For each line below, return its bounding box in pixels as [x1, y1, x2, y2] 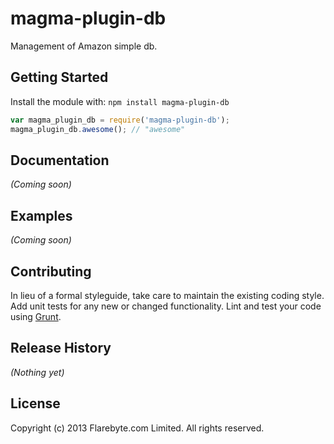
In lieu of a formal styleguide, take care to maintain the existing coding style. [10, 289, 325, 301]
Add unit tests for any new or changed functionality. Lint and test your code [10, 300, 322, 312]
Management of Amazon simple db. [10, 40, 158, 52]
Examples [10, 207, 73, 224]
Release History [10, 340, 112, 357]
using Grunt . [10, 310, 62, 322]
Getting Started [10, 69, 109, 86]
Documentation [10, 152, 110, 169]
